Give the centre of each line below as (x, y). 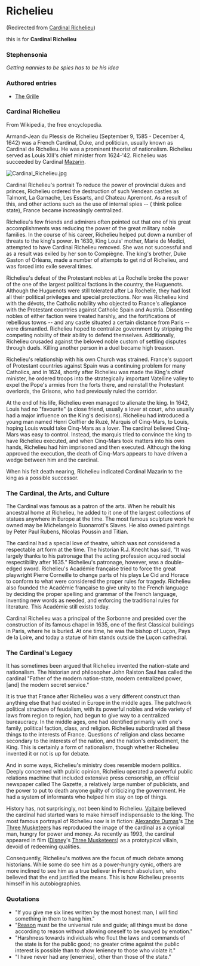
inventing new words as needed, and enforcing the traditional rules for (93, 600)
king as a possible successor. (42, 478)
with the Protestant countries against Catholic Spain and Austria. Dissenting (99, 310)
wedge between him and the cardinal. (53, 460)
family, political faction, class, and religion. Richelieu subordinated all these (98, 728)
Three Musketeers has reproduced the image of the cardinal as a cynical (96, 828)
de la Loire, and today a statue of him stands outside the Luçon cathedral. (97, 637)
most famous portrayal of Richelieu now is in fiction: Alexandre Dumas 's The (100, 821)
